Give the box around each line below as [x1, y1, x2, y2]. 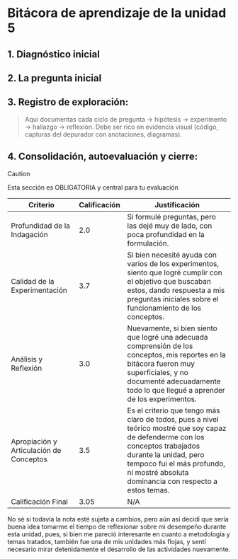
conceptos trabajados [127, 441, 200, 451]
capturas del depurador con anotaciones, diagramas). [24, 129, 183, 139]
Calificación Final [11, 497, 69, 507]
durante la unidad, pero [127, 449, 205, 459]
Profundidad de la [11, 221, 71, 231]
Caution [7, 169, 30, 178]
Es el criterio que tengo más [127, 405, 220, 415]
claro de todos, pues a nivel [127, 414, 219, 424]
